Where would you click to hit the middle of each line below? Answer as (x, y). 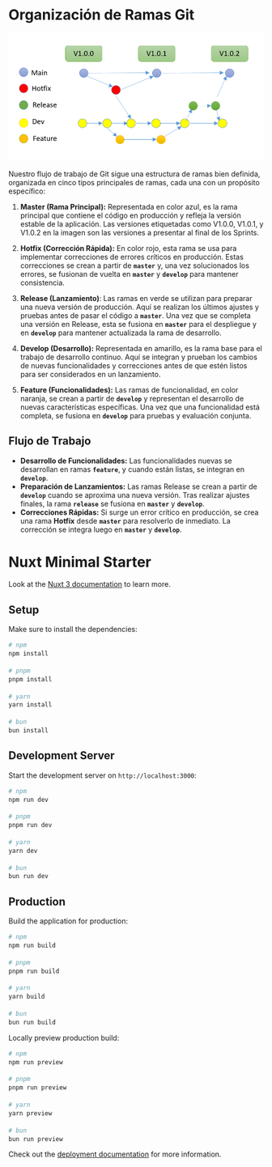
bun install (28, 731)
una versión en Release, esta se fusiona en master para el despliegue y (138, 324)
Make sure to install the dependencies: (73, 630)
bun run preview (36, 1139)
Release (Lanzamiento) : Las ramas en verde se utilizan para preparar (136, 298)
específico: (27, 191)
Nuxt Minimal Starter (80, 562)
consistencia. (42, 282)
